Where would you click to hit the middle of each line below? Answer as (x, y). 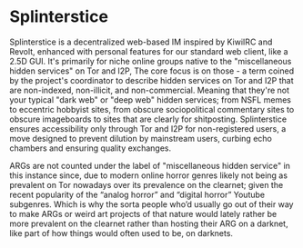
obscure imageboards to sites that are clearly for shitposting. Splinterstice (148, 119)
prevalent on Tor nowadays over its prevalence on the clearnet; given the (146, 184)
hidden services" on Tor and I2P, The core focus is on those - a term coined (151, 71)
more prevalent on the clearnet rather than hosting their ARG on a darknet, (149, 223)
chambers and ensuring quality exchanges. (90, 148)
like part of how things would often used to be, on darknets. (121, 233)
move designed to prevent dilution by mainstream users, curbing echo (141, 138)
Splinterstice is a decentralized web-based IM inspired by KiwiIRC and (141, 42)
